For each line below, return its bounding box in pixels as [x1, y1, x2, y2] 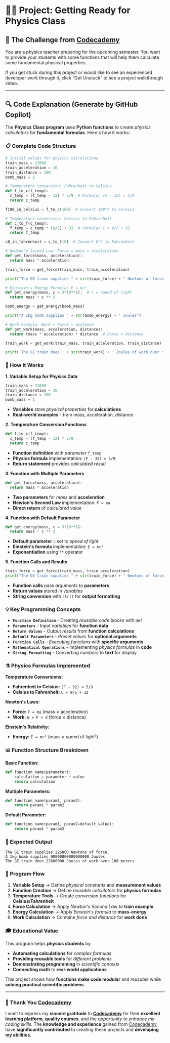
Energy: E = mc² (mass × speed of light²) [12, 733, 99, 739]
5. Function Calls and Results [5, 559, 67, 565]
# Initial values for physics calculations [5, 156, 99, 161]
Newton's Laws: [5, 698, 40, 705]
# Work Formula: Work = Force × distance [5, 322, 94, 327]
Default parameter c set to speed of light [12, 538, 99, 545]
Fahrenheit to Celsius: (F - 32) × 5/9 [12, 683, 93, 690]
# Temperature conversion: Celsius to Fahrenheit [5, 216, 112, 221]
